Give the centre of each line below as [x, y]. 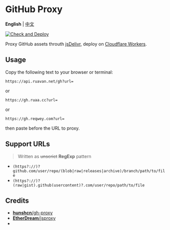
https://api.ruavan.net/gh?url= [39, 81]
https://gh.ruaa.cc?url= [31, 100]
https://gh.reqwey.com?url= [35, 119]
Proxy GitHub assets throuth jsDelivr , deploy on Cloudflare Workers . [76, 44]
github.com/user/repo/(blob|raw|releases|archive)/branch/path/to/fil [89, 171]
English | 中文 [20, 24]
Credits [17, 200]
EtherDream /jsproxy [34, 218]
